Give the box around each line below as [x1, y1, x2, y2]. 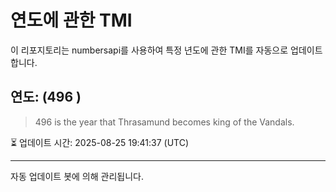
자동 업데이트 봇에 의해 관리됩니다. [10, 170, 144, 182]
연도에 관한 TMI [10, 9, 133, 32]
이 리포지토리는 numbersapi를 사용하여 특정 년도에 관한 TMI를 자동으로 [10, 44, 289, 56]
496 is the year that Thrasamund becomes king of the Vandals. [34, 116, 295, 128]
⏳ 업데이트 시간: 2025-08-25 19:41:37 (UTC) [10, 136, 190, 148]
